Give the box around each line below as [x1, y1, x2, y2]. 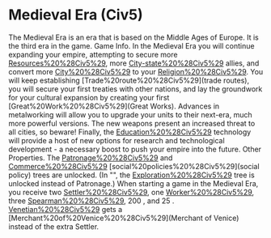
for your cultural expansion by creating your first [8, 92, 170, 102]
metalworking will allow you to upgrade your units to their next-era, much [8, 109, 252, 119]
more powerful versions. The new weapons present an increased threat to [8, 118, 256, 128]
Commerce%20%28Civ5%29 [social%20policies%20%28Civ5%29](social [8, 161, 260, 171]
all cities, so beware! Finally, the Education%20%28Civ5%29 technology [8, 127, 252, 137]
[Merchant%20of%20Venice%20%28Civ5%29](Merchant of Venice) [8, 213, 239, 223]
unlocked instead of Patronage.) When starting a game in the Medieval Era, [8, 178, 259, 188]
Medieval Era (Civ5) [8, 6, 143, 24]
